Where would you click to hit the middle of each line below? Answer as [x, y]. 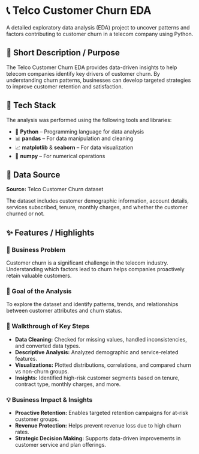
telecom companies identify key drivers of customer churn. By [83, 73]
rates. [22, 432]
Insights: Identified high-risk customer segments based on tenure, [97, 378]
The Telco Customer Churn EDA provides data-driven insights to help [92, 67]
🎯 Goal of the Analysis [39, 291]
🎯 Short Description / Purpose [63, 53]
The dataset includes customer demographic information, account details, [98, 201]
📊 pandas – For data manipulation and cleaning [74, 138]
